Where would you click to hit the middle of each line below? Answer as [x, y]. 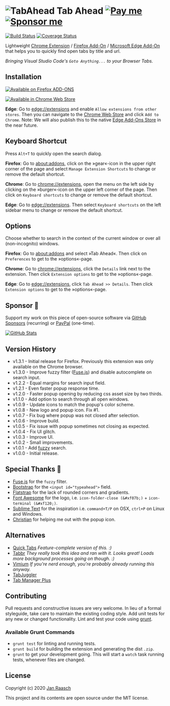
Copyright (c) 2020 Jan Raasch [38, 688]
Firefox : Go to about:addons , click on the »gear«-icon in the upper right [81, 163]
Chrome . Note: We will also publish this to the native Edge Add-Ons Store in [83, 120]
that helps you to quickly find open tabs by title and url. [63, 51]
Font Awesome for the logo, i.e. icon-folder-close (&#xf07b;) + [80, 498]
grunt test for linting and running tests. [54, 643]
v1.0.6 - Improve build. [36, 421]
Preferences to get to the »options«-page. [49, 259]
